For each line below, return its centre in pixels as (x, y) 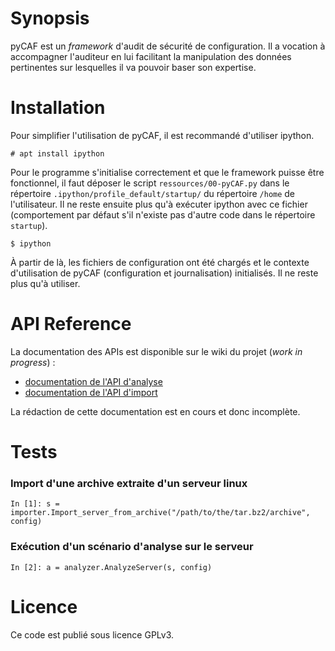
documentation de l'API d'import (91, 392)
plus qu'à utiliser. (45, 283)
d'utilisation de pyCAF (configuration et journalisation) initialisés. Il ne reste (164, 273)
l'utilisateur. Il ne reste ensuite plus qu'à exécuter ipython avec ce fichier (159, 204)
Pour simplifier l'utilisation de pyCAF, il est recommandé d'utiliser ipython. (162, 135)
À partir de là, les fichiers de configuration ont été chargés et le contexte (160, 262)
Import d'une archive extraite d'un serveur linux (129, 483)
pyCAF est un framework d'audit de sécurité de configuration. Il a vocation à (168, 46)
